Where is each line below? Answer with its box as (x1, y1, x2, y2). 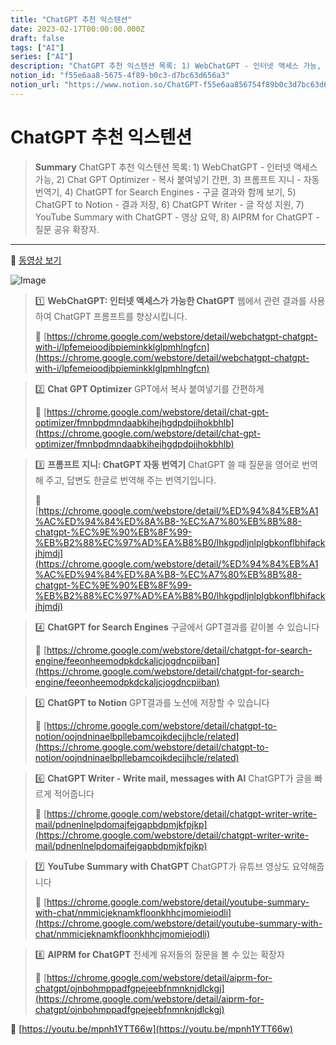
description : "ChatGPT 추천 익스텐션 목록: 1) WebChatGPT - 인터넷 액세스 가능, (10, 61, 322, 71)
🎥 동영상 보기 (10, 254, 62, 266)
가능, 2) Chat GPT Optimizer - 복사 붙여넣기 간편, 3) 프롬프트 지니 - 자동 (34, 173, 320, 185)
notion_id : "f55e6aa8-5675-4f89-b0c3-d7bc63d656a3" (10, 71, 230, 81)
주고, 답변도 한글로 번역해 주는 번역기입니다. (45, 474, 217, 486)
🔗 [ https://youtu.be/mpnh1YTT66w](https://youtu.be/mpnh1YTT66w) (10, 1022, 293, 1035)
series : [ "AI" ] (10, 52, 74, 62)
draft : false (10, 33, 65, 43)
